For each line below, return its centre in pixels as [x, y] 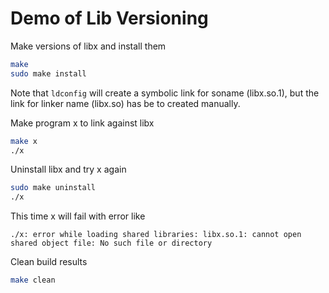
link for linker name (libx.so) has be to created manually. [125, 103]
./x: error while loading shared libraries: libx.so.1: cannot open [156, 235]
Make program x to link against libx [82, 123]
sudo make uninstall [53, 188]
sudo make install [48, 73]
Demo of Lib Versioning [109, 18]
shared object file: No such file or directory [111, 243]
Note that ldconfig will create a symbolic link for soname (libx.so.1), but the [165, 93]
